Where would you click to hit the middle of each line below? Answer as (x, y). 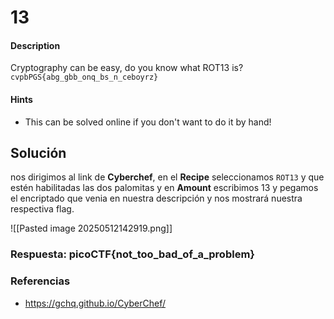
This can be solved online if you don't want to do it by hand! (148, 122)
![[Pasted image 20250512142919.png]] (91, 228)
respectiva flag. (42, 209)
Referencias (40, 281)
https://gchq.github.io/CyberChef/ (95, 303)
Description (35, 45)
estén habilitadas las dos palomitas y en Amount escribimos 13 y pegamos (164, 188)
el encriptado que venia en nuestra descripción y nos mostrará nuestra (156, 198)
